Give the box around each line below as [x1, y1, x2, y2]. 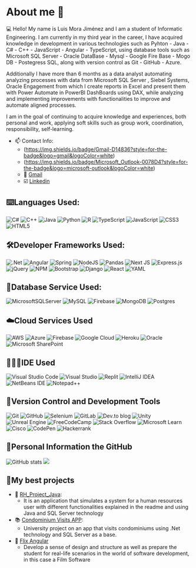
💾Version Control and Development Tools [6, 396, 161, 406]
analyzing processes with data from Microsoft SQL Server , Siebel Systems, [6, 76, 190, 83]
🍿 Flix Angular [14, 537, 49, 544]
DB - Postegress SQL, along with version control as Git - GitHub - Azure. [6, 58, 182, 65]
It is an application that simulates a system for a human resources [23, 497, 183, 504]
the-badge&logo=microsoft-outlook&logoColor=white [23, 165, 154, 172]
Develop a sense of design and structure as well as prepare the [23, 544, 177, 551]
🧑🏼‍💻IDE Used [6, 357, 56, 367]
